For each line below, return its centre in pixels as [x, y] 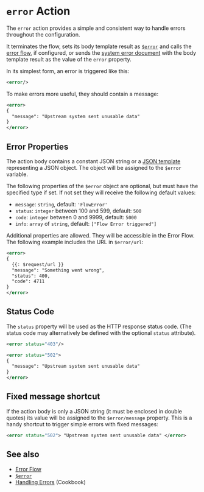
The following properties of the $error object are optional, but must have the [102, 186]
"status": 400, [31, 276]
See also [23, 455]
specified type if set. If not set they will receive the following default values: [101, 192]
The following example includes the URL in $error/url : [75, 242]
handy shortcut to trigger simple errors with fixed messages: [82, 424]
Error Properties [37, 146]
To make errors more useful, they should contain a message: [83, 94]
